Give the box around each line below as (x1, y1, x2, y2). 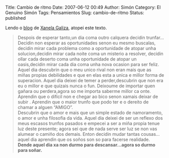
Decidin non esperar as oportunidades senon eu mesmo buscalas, (17, 40, 156, 46)
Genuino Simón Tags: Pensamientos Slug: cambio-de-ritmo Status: (5, 10, 145, 16)
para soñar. (17, 147, 42, 153)
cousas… (141, 131, 160, 137)
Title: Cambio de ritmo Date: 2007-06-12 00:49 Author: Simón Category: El (5, 5, 161, 10)
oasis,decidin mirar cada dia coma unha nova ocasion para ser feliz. (17, 62, 159, 67)
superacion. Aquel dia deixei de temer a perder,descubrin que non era (17, 78, 163, 83)
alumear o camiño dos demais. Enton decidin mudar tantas (17, 131, 140, 137)
